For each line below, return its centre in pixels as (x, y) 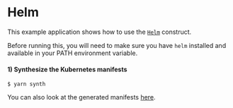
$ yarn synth (27, 84)
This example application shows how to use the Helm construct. (100, 32)
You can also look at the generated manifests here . (81, 97)
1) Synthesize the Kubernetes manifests (67, 69)
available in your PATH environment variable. (73, 53)
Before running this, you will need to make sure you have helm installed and (117, 45)
